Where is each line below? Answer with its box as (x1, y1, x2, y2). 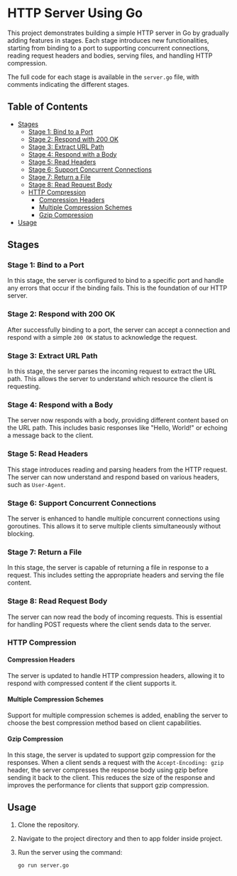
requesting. (7, 382, 41, 391)
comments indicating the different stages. (7, 80, 130, 88)
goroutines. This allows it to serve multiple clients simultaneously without (7, 521, 221, 530)
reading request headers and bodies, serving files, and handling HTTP (7, 51, 213, 60)
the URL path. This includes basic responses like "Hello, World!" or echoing (7, 424, 228, 432)
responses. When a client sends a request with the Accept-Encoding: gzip (7, 758, 224, 767)
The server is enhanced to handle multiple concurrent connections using (7, 514, 220, 523)
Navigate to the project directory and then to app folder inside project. (17, 834, 223, 843)
